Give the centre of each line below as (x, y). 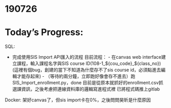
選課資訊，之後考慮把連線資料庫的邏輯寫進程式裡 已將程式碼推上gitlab (86, 89)
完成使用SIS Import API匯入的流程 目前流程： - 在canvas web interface (87, 57)
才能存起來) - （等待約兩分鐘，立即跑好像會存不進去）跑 (76, 76)
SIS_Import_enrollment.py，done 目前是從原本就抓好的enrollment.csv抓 (88, 83)
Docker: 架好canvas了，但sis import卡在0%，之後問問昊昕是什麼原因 (78, 100)
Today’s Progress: (44, 33)
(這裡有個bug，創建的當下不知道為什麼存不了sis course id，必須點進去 (87, 70)
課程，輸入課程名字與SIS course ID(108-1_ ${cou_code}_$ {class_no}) (89, 63)
